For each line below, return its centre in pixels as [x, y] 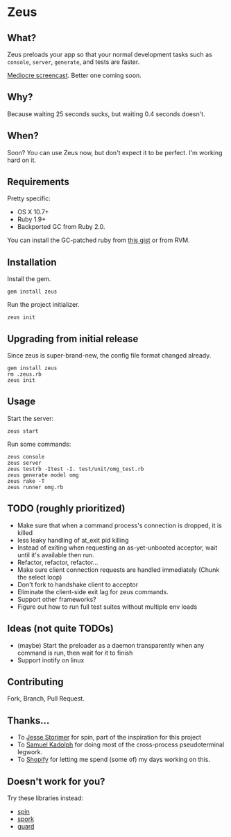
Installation [32, 262]
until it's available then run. [56, 555]
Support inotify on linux [51, 660]
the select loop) [40, 577]
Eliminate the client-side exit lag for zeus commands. [93, 591]
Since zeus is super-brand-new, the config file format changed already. [109, 356]
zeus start [23, 431]
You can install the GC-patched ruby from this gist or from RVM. [99, 240]
